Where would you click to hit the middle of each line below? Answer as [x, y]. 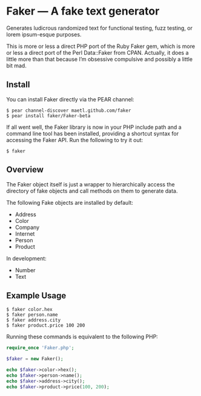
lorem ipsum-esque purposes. [44, 34]
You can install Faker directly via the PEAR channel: [70, 99]
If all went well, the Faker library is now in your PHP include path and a [94, 127]
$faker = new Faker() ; [35, 359]
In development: [26, 258]
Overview [25, 170]
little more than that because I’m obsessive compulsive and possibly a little [99, 59]
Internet [25, 234]
